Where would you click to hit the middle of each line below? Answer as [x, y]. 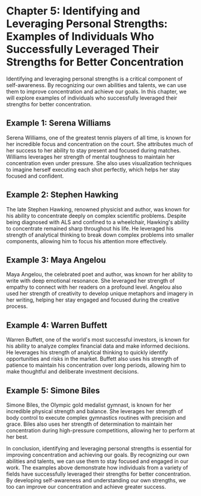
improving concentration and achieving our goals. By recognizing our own [98, 455]
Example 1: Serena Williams [58, 123]
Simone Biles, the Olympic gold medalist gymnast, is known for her [89, 405]
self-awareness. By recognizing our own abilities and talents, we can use [97, 85]
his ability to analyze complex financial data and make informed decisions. [98, 346]
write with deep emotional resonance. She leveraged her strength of [91, 281]
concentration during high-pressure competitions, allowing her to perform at [100, 430]
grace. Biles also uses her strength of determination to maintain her [89, 424]
